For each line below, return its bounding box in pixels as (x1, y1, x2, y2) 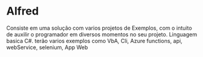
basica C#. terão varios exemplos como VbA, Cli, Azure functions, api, (6, 37, 183, 44)
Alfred (6, 4, 39, 18)
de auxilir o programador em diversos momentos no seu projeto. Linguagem (6, 30, 198, 38)
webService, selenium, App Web (6, 44, 88, 51)
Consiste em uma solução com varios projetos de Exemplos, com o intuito (6, 24, 192, 32)
